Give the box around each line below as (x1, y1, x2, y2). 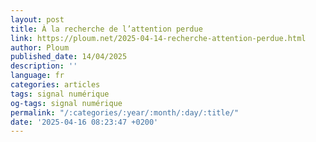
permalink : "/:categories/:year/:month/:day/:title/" (10, 107, 240, 118)
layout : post (10, 14, 65, 25)
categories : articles (10, 80, 101, 90)
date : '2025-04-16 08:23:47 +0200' (10, 117, 159, 127)
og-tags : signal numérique (10, 98, 123, 108)
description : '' (10, 61, 78, 71)
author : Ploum (10, 42, 70, 53)
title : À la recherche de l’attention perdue (10, 24, 203, 34)
